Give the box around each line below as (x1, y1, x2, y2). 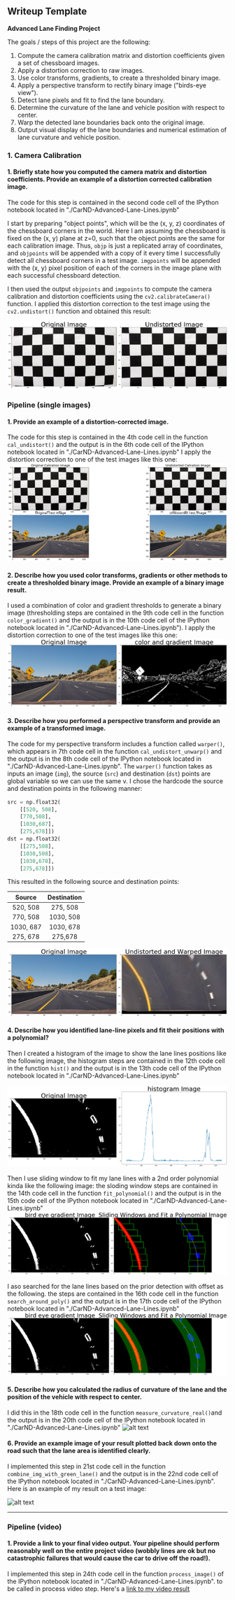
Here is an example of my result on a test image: (7, 1484, 147, 1492)
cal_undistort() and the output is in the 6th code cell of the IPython (7, 441, 204, 449)
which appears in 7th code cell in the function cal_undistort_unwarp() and (7, 747, 222, 755)
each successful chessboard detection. (7, 271, 121, 279)
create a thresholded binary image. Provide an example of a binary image (7, 578, 225, 587)
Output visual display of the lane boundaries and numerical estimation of (17, 125, 227, 134)
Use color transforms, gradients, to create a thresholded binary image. (17, 73, 221, 82)
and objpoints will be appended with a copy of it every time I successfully (7, 248, 221, 257)
